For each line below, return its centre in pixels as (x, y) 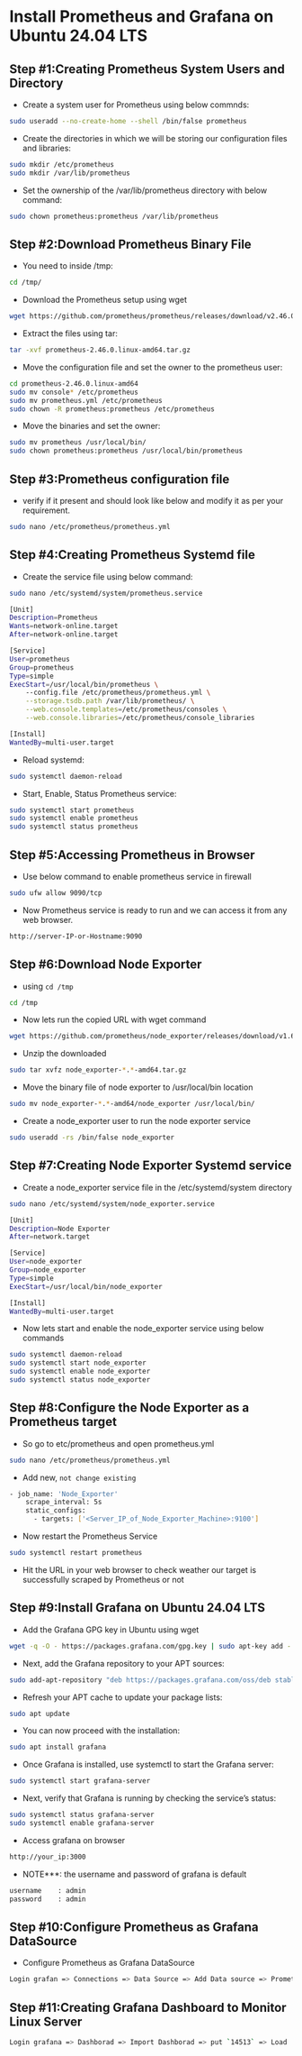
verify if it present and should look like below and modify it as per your (153, 501)
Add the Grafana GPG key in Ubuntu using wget (111, 1630)
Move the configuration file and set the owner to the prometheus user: (152, 367)
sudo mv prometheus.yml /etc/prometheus (86, 400)
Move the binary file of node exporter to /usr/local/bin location (138, 1087)
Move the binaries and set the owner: (91, 426)
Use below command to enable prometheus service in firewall (137, 877)
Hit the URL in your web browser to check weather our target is (139, 1569)
